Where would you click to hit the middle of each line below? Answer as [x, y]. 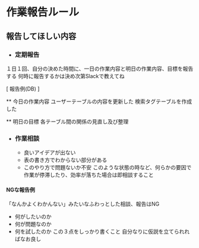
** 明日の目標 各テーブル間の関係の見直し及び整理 [67, 121]
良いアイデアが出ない [50, 153]
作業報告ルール [43, 12]
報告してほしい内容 [41, 36]
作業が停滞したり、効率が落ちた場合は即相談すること [89, 175]
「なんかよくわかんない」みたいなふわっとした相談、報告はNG [83, 204]
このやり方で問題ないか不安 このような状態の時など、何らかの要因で [108, 168]
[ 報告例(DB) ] [23, 89]
